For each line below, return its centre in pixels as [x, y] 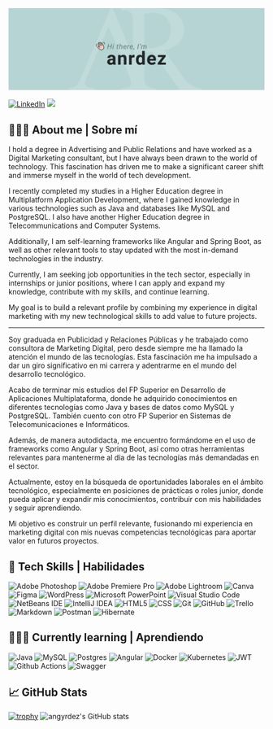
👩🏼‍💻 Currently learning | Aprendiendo [106, 637]
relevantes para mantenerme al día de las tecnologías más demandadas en [134, 458]
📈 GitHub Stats [48, 693]
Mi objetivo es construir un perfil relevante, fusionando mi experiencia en [131, 524]
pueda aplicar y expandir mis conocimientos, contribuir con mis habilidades [135, 500]
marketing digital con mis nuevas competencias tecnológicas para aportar [132, 532]
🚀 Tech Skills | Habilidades [76, 567]
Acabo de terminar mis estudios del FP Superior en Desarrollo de [117, 390]
